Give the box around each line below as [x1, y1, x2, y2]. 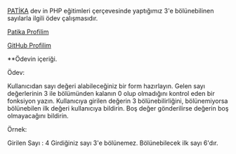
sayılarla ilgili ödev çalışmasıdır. [7, 14, 98, 22]
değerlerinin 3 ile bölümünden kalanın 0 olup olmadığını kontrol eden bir [7, 90, 216, 97]
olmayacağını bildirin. [7, 112, 69, 120]
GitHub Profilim [7, 41, 51, 49]
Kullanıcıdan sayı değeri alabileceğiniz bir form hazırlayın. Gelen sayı [7, 82, 206, 90]
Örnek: [7, 125, 27, 133]
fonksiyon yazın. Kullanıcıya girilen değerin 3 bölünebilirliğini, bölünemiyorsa [7, 97, 228, 105]
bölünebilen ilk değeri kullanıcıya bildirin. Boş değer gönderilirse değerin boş [7, 104, 229, 112]
